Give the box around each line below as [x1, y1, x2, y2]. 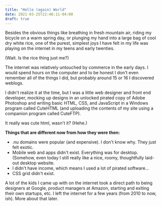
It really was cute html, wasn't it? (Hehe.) [5, 120, 88, 126]
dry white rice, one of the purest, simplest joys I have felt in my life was [5, 40, 148, 46]
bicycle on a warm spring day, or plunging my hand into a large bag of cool [5, 35, 156, 41]
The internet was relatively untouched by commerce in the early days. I [5, 64, 148, 70]
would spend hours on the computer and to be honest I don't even [5, 70, 138, 76]
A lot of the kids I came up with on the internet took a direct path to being [5, 180, 153, 186]
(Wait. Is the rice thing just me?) [5, 55, 69, 61]
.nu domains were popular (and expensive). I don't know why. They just [12, 139, 157, 145]
